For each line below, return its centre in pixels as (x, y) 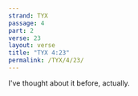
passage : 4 (26, 23)
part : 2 (21, 30)
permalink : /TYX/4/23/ (46, 61)
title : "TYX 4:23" (39, 53)
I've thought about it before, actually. (69, 83)
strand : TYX (28, 16)
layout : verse (32, 46)
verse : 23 (25, 38)
